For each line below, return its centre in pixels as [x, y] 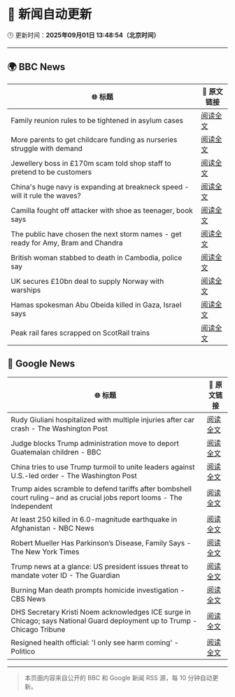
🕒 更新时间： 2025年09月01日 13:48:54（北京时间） [84, 35]
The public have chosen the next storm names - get [96, 233]
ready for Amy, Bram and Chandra [67, 243]
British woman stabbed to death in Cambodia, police [97, 257]
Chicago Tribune [38, 629]
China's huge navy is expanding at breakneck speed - [100, 187]
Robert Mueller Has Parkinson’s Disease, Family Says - [101, 542]
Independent [32, 506]
